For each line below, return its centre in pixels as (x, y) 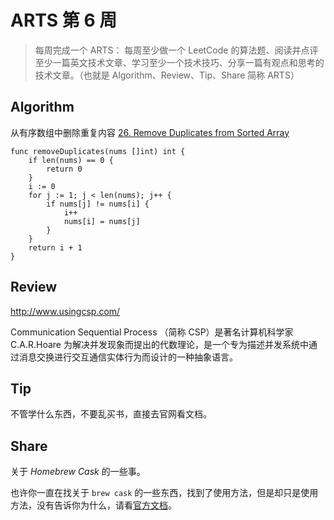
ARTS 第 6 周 (64, 20)
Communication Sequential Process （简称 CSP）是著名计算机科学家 (152, 332)
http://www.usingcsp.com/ (65, 311)
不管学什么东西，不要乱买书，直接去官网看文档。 (111, 414)
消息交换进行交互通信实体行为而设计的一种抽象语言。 (128, 357)
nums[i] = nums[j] (102, 221)
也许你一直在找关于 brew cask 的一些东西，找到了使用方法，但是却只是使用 (164, 493)
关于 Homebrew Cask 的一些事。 (78, 472)
